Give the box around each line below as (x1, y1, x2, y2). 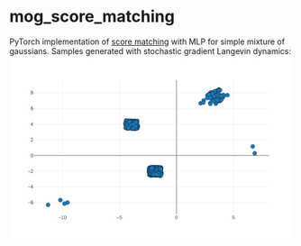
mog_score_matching (9, 6, 176, 27)
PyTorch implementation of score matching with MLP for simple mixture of (9, 36, 286, 47)
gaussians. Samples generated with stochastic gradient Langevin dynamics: (9, 45, 292, 56)
